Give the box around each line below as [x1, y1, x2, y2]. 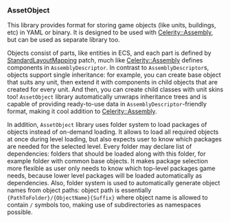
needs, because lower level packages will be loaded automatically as [7, 172, 203, 180]
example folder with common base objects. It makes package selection [7, 157, 208, 165]
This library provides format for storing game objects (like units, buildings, [7, 21, 216, 30]
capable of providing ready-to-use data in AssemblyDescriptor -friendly [7, 100, 207, 108]
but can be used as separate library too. [7, 36, 120, 44]
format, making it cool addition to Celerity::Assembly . [7, 107, 157, 115]
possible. [7, 208, 33, 216]
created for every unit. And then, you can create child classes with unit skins [7, 85, 224, 94]
